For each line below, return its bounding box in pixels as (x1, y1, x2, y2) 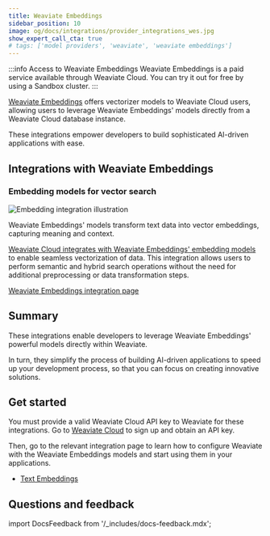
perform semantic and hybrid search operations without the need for (8, 261, 236, 271)
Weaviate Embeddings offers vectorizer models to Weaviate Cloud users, (8, 97, 251, 107)
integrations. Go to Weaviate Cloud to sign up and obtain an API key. (8, 425, 235, 435)
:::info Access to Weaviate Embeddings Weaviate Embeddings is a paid (8, 64, 244, 74)
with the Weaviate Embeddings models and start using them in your (8, 449, 233, 459)
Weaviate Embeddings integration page (8, 285, 139, 295)
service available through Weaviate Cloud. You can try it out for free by (8, 73, 244, 82)
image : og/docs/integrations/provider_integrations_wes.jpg (8, 27, 215, 35)
